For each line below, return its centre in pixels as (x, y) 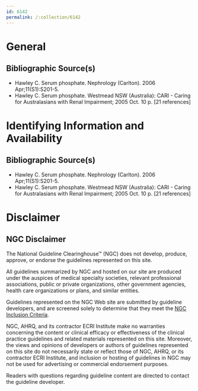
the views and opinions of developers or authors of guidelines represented (97, 345)
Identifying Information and (75, 126)
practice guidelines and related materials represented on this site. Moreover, (99, 339)
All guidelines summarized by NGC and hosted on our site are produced (94, 272)
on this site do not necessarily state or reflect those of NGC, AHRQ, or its (95, 351)
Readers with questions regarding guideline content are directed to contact (98, 376)
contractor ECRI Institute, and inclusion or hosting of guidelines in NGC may (98, 358)
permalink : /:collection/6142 (44, 17)
